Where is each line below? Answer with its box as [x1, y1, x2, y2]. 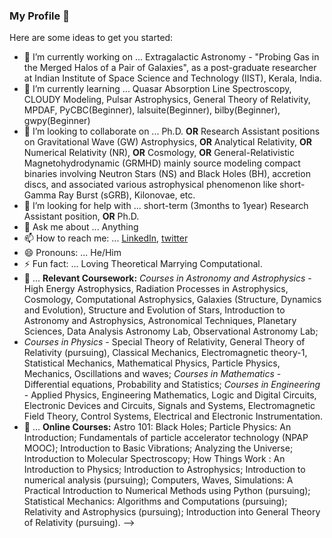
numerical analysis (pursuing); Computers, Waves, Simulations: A [23, 474, 294, 486]
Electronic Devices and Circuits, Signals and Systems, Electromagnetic [23, 400, 316, 412]
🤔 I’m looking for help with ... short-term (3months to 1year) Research [23, 200, 309, 212]
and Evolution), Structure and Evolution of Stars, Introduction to [23, 304, 286, 316]
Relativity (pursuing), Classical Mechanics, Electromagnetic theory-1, [23, 347, 308, 359]
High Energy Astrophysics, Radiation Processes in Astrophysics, [23, 283, 289, 295]
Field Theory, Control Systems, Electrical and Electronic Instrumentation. [23, 410, 324, 423]
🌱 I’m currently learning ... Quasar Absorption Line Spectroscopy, [23, 83, 292, 95]
